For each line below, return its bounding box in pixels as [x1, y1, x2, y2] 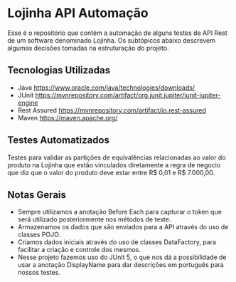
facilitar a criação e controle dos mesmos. [17, 246, 141, 254]
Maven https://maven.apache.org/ [17, 113, 118, 122]
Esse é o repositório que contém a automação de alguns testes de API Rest [7, 28, 227, 37]
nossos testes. [17, 268, 60, 277]
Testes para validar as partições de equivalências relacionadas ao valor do [7, 153, 226, 162]
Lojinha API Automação [7, 5, 149, 21]
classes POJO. [17, 230, 61, 239]
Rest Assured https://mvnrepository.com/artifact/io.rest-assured [17, 105, 206, 115]
